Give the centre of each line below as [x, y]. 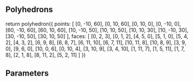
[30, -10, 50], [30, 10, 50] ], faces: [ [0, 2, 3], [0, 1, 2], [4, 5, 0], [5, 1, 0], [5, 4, [97, 36]
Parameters [27, 74]
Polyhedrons [29, 10]
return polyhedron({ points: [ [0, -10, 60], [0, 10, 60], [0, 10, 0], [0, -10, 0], [93, 23]
